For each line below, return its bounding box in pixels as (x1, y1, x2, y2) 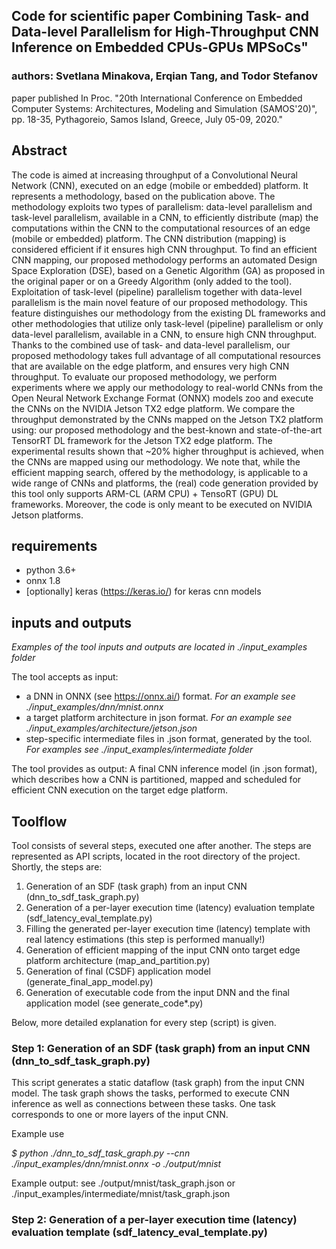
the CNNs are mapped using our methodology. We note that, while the (11, 455, 301, 468)
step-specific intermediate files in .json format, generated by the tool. (25, 733, 313, 745)
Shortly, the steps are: (11, 860, 103, 873)
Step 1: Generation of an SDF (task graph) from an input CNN (11, 1041, 311, 1055)
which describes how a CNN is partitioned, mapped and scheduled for (11, 774, 302, 786)
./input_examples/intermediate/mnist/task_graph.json (11, 1188, 231, 1200)
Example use (11, 1128, 65, 1140)
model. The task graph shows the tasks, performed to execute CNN (11, 1087, 290, 1099)
